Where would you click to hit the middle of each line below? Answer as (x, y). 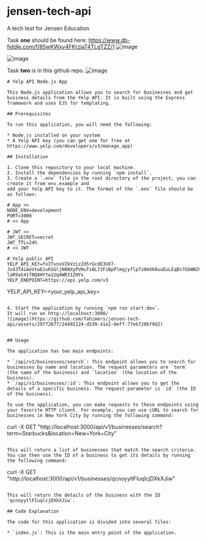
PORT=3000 (20, 216)
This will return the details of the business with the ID (84, 495)
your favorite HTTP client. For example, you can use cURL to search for (103, 410)
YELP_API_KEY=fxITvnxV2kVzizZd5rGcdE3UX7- (62, 264)
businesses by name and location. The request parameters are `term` (97, 367)
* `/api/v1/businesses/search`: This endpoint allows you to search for (101, 362)
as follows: (22, 194)
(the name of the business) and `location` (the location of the (92, 372)
